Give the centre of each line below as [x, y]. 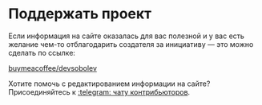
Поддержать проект [80, 14]
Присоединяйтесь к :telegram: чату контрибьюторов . [99, 91]
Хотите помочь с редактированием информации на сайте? [109, 84]
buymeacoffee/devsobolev [53, 68]
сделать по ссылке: [42, 52]
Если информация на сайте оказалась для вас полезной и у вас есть [126, 36]
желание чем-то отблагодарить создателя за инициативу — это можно [131, 44]
